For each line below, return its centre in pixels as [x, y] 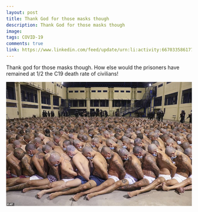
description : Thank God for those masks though [66, 25]
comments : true [25, 44]
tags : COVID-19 [25, 37]
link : [13, 50]
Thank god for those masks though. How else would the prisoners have [93, 67]
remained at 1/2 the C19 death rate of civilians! [62, 73]
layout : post [22, 12]
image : [14, 31]
